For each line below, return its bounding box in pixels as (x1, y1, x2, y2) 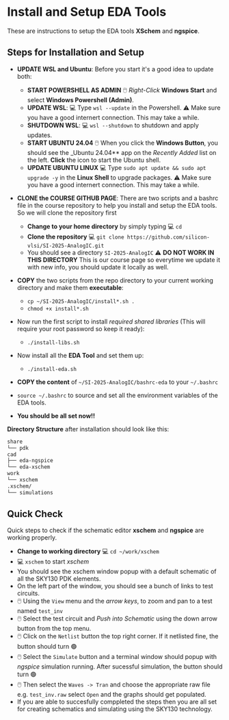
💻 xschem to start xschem (16, 557, 90, 566)
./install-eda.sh (27, 365, 77, 372)
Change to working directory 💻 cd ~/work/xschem (16, 547, 159, 555)
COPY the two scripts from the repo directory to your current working (16, 276, 214, 285)
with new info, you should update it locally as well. (27, 263, 169, 271)
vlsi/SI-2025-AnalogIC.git (27, 242, 105, 249)
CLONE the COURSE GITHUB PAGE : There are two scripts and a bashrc (16, 193, 219, 202)
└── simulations (7, 489, 53, 496)
